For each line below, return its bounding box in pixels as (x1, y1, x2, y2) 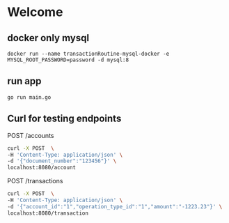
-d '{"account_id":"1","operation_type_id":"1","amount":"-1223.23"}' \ (7, 203, 223, 210)
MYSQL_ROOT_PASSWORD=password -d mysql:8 (7, 56, 129, 63)
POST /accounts (7, 131, 54, 139)
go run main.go (7, 93, 52, 101)
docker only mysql (7, 32, 89, 44)
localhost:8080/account (7, 164, 77, 171)
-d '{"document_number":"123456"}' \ (7, 157, 117, 164)
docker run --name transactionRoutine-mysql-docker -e (7, 50, 170, 57)
